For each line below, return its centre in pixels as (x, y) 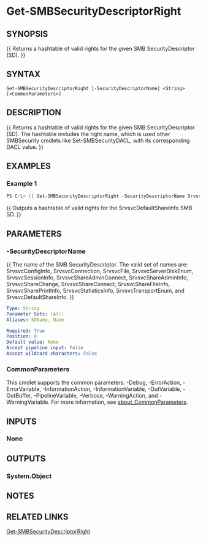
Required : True (26, 331)
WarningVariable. (28, 402)
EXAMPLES (29, 166)
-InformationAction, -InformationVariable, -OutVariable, (112, 389)
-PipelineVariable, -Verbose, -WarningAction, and (96, 396)
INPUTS (21, 421)
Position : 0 (21, 336)
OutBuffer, (19, 396)
